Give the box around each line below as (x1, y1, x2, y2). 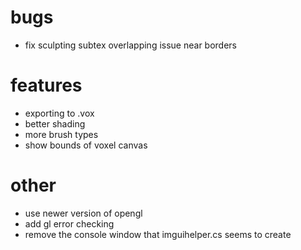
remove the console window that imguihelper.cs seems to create (24, 228, 292, 240)
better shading (24, 117, 86, 130)
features (10, 74, 83, 97)
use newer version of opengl (24, 207, 143, 219)
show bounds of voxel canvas (24, 139, 148, 151)
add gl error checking (24, 217, 115, 230)
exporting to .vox (24, 107, 95, 119)
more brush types (24, 128, 99, 140)
